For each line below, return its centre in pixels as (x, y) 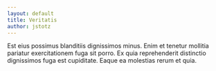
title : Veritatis (32, 20)
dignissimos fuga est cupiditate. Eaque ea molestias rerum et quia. (102, 61)
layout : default (30, 13)
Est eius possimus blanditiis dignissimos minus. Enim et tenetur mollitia (108, 46)
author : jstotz (29, 26)
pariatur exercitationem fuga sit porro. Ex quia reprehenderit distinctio (107, 53)
